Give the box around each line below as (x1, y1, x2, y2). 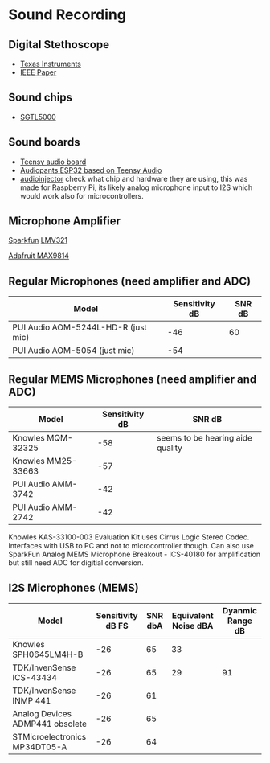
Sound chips (8, 91, 73, 105)
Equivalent (171, 609, 215, 621)
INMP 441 (12, 695, 51, 706)
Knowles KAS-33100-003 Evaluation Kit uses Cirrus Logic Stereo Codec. (8, 532, 250, 542)
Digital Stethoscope (8, 38, 110, 51)
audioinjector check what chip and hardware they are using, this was (19, 174, 248, 183)
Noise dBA (171, 620, 214, 631)
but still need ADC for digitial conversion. (8, 558, 144, 568)
